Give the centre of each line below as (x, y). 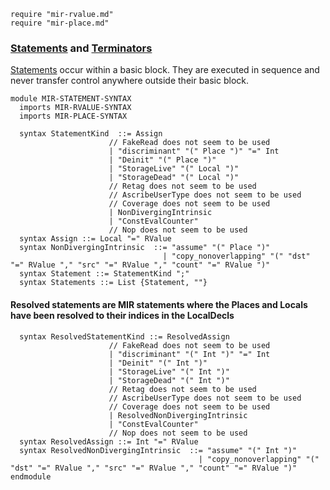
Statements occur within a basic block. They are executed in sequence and (165, 70)
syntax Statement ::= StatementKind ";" (104, 274)
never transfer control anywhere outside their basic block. (130, 81)
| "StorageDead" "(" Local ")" (174, 178)
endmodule (31, 476)
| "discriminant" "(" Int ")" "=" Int (189, 354)
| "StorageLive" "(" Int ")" (169, 371)
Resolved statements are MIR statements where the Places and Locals (159, 304)
